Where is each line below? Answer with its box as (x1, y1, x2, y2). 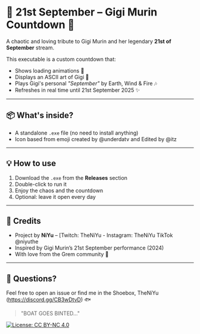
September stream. (6, 44, 55, 51)
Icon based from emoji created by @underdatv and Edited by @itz (14, 135, 177, 142)
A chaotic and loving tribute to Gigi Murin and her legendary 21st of (6, 38, 171, 45)
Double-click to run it (14, 180, 67, 188)
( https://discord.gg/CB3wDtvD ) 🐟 (6, 296, 91, 303)
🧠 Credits (6, 216, 42, 226)
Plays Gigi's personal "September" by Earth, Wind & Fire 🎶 (14, 80, 158, 87)
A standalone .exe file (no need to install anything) (14, 129, 139, 136)
